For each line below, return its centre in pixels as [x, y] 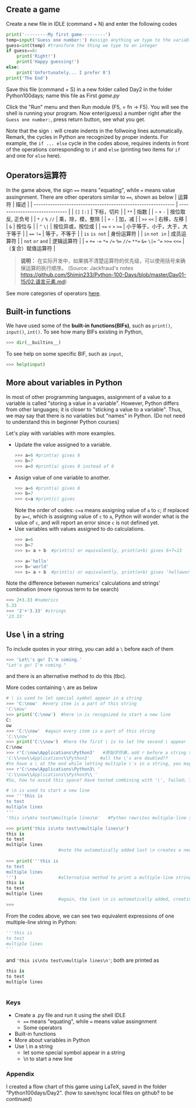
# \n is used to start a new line [48, 790]
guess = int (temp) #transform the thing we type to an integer [82, 45]
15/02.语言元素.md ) [43, 281]
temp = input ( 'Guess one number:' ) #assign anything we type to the [88, 40]
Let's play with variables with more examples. [61, 433]
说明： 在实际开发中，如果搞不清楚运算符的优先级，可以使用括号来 [100, 261]
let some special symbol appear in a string [74, 1053]
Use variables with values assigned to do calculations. [80, 529]
